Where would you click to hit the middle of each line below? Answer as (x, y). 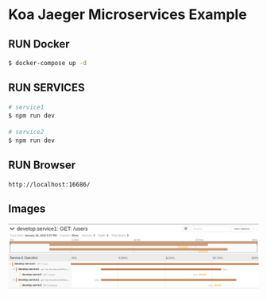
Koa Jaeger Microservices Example (128, 15)
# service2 (26, 133)
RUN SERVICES (46, 88)
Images (27, 209)
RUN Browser (42, 165)
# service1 (26, 107)
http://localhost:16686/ (49, 184)
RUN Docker (39, 44)
